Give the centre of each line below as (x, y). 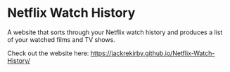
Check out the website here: (48, 53)
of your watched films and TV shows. (62, 39)
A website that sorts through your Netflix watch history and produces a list (115, 32)
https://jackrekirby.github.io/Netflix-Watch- (153, 53)
